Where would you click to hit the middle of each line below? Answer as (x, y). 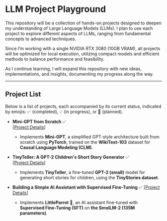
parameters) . (34, 213)
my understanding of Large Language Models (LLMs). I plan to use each (79, 28)
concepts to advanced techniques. (41, 39)
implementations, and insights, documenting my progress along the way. (80, 74)
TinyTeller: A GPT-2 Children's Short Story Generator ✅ (71, 157)
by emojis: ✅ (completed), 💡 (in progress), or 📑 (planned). (64, 111)
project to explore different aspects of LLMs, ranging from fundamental (78, 33)
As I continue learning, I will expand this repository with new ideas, (74, 69)
